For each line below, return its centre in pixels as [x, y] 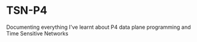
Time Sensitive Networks [37, 33]
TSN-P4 [27, 10]
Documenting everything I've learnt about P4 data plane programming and [98, 27]
